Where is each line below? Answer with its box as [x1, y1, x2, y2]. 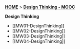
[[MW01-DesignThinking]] [12, 23, 64, 29]
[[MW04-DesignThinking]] [12, 38, 65, 44]
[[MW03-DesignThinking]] [12, 33, 65, 39]
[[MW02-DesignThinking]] [12, 28, 65, 33]
